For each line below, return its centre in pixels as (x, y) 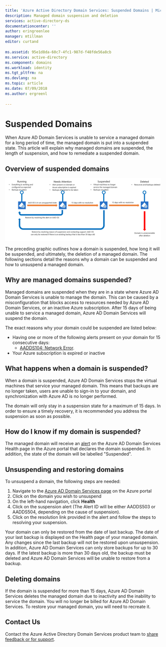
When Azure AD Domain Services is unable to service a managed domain (80, 138)
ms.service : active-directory (36, 57)
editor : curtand (22, 42)
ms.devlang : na (21, 78)
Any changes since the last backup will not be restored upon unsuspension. (82, 542)
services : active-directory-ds (37, 21)
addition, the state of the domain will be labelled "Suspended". (69, 454)
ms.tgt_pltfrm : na (24, 73)
